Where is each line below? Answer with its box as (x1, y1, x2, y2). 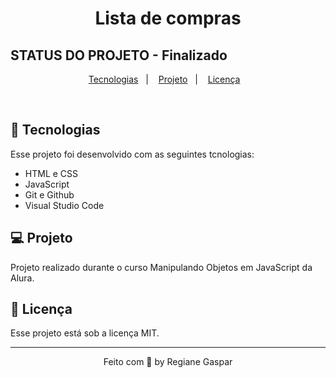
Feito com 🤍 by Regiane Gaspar (103, 356, 233, 368)
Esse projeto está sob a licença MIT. (10, 327, 160, 339)
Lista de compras (94, 7, 242, 30)
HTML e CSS (24, 167, 79, 179)
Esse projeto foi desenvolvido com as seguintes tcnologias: (10, 148, 255, 160)
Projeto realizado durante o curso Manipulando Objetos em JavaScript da (10, 261, 313, 273)
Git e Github (24, 188, 75, 201)
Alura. (10, 272, 35, 284)
